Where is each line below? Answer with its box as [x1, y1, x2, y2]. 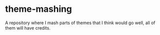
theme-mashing [5, 3, 72, 15]
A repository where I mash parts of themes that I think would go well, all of [5, 20, 156, 26]
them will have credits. [5, 25, 51, 31]
